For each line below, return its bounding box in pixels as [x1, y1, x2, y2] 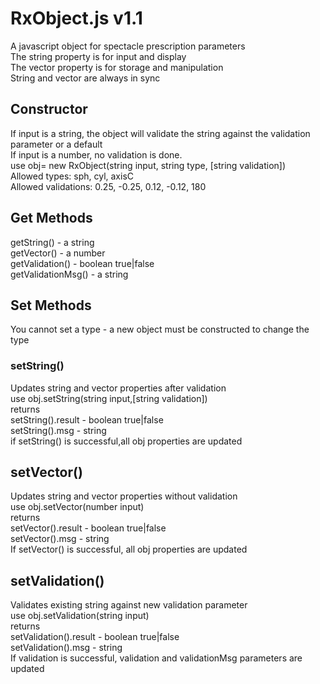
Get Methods [10, 210, 93, 227]
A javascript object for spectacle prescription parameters [10, 40, 246, 52]
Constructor [10, 101, 88, 118]
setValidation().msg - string [10, 642, 123, 654]
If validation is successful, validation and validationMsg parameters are [10, 652, 303, 664]
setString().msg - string [10, 424, 107, 436]
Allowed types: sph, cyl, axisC [10, 170, 135, 182]
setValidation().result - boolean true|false [10, 631, 180, 643]
